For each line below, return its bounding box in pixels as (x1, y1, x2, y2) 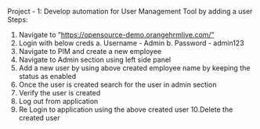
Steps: (7, 15, 28, 24)
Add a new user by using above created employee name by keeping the (18, 63, 251, 73)
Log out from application (18, 97, 99, 106)
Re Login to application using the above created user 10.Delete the (18, 105, 233, 114)
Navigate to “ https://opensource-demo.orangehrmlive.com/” (18, 30, 215, 39)
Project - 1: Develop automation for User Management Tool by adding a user (7, 7, 253, 16)
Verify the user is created (18, 88, 101, 97)
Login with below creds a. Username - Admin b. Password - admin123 (18, 38, 244, 48)
